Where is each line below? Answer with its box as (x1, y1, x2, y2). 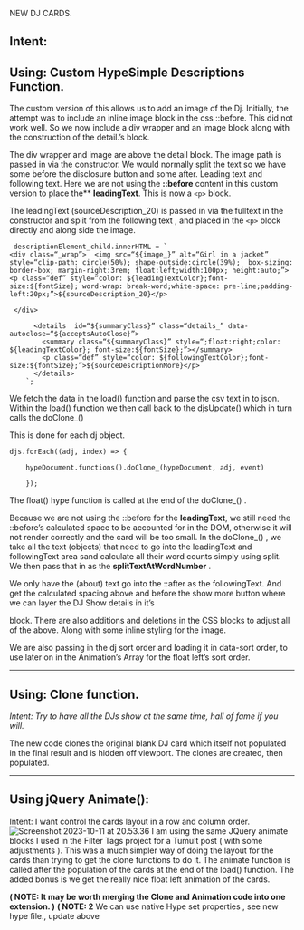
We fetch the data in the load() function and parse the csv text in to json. (9, 393, 280, 404)
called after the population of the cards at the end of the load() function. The (9, 864, 294, 875)
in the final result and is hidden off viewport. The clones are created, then (9, 748, 283, 759)
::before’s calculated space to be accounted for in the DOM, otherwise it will (9, 522, 292, 533)
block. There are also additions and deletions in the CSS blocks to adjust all (9, 615, 290, 626)
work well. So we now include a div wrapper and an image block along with (9, 122, 290, 133)
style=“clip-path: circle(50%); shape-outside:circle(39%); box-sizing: (9, 258, 294, 267)
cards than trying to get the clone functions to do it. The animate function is (9, 854, 291, 865)
